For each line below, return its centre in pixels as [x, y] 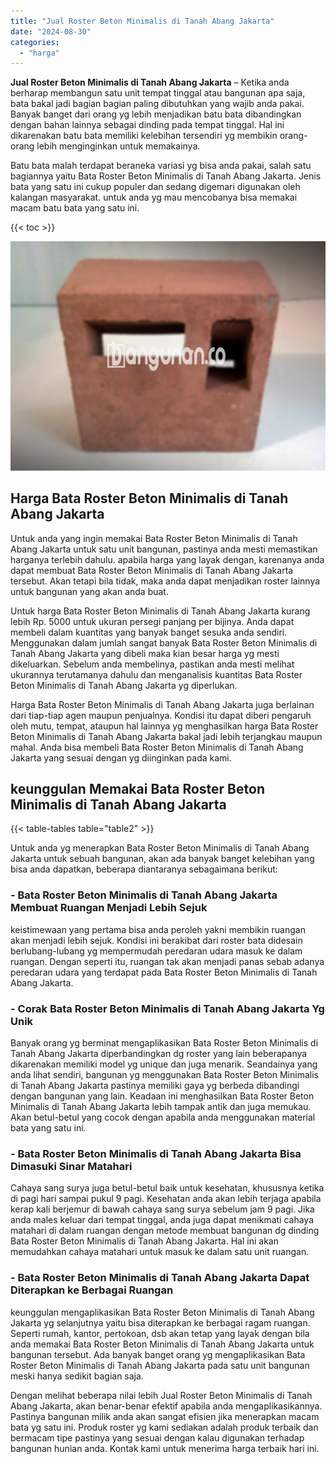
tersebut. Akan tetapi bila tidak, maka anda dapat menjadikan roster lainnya [165, 581]
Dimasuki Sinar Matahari [71, 1166]
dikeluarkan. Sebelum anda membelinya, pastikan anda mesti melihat [152, 664]
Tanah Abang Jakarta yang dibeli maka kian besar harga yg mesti [145, 653]
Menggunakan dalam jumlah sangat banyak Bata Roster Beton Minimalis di [164, 642]
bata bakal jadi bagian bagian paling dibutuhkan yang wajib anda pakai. [157, 104]
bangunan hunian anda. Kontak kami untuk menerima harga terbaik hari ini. [165, 1448]
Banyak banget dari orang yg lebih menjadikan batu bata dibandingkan [156, 114]
